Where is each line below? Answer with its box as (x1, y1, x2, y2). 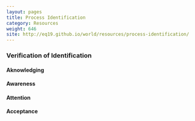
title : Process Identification (6, 15, 86, 21)
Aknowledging (6, 66, 44, 73)
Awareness (6, 80, 35, 88)
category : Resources (6, 20, 59, 26)
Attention (6, 94, 31, 101)
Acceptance (6, 108, 38, 115)
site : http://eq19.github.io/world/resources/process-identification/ (6, 31, 190, 38)
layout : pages (6, 8, 43, 15)
